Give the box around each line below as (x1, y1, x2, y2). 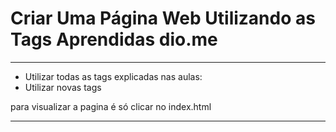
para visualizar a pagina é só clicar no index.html (10, 100, 212, 112)
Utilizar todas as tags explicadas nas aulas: (24, 70, 203, 82)
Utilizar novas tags (24, 81, 102, 93)
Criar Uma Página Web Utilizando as (10, 7, 316, 30)
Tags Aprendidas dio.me (10, 28, 218, 51)
